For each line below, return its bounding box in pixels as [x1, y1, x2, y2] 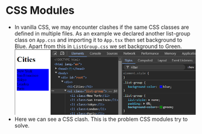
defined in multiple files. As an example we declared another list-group [14, 29, 191, 37]
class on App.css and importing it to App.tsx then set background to [14, 36, 182, 43]
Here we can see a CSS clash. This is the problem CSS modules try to [14, 115, 188, 123]
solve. [14, 122, 30, 129]
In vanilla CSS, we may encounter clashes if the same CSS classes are [14, 23, 189, 31]
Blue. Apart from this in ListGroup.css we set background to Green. [14, 43, 182, 50]
